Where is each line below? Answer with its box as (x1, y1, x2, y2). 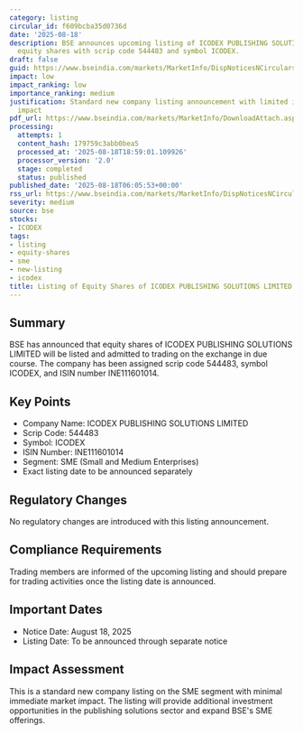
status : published (17, 172, 87, 181)
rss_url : (9, 190, 42, 199)
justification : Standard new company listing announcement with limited (9, 97, 289, 107)
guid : (9, 64, 30, 73)
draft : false (9, 55, 59, 64)
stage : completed (17, 164, 83, 173)
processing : (9, 123, 54, 132)
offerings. (9, 714, 46, 725)
